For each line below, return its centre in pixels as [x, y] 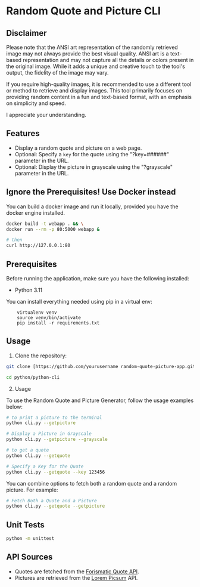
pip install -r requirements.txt [58, 323]
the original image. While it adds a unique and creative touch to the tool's [96, 66]
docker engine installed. [36, 212]
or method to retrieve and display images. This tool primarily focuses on [94, 90]
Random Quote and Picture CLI [83, 11]
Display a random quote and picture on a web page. [78, 148]
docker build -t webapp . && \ [45, 224]
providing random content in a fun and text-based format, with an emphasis [99, 97]
